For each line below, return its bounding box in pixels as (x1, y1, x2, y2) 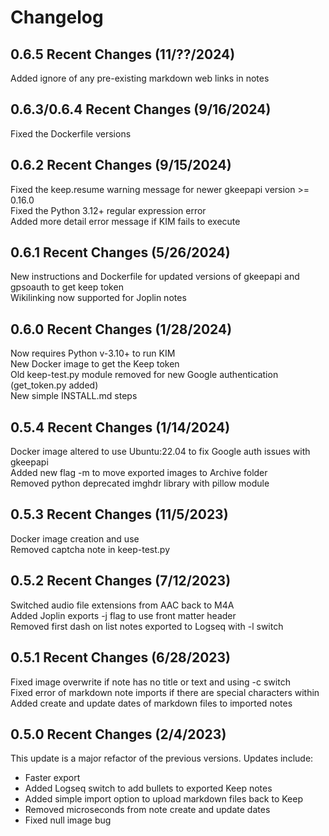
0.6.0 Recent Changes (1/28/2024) (10, 321, 233, 338)
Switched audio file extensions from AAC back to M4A (10, 599, 235, 611)
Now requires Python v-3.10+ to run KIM (10, 347, 176, 360)
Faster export (24, 772, 81, 784)
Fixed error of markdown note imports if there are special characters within (10, 686, 320, 698)
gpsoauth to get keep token (10, 281, 124, 293)
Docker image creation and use (10, 532, 140, 545)
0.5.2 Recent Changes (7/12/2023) (10, 572, 232, 590)
